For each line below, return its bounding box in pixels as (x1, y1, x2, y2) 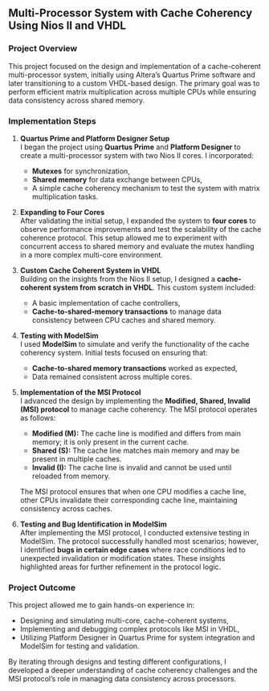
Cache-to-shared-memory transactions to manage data (31, 307, 222, 316)
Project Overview (8, 43, 78, 55)
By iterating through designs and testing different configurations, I (8, 657, 226, 667)
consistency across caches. (19, 503, 112, 513)
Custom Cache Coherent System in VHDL (19, 265, 161, 275)
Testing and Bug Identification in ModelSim (19, 519, 167, 529)
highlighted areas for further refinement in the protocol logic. (19, 562, 222, 571)
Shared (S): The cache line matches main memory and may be (31, 445, 240, 455)
